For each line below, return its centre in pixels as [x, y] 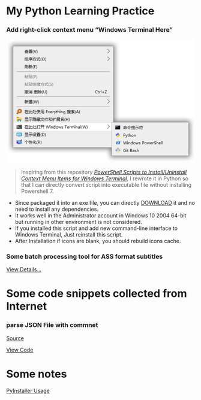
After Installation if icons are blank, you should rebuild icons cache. [98, 241]
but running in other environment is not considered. [78, 222]
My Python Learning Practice [80, 11]
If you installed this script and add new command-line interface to [96, 228]
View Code [20, 350]
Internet [26, 306]
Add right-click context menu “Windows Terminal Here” [89, 30]
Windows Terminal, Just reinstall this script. [69, 234]
